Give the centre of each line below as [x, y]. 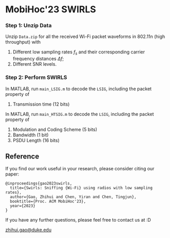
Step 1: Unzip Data [29, 26]
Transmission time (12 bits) [41, 104]
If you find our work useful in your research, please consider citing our [80, 169]
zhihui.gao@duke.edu [29, 230]
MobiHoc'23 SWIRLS [51, 9]
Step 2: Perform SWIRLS [36, 77]
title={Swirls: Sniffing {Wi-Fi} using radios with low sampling [81, 188]
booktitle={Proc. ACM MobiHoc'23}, [48, 202]
